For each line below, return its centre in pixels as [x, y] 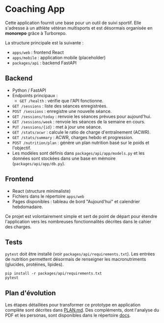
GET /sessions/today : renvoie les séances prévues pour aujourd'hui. [82, 116]
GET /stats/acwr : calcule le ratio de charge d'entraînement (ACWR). [81, 132]
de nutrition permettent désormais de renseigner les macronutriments [76, 259]
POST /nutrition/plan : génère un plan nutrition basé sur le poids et [81, 143]
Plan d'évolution [30, 293]
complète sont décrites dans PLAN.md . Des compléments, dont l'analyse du [82, 310]
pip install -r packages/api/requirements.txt [54, 274]
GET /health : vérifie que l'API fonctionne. [61, 101]
